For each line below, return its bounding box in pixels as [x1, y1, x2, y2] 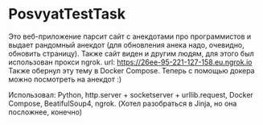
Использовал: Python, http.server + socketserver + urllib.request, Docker [8, 90, 253, 99]
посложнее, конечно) [8, 106, 83, 117]
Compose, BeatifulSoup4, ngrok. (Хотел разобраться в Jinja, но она [8, 98, 237, 108]
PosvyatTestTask [8, 5, 126, 23]
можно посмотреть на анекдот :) [8, 74, 122, 84]
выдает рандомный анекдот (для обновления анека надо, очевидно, [8, 40, 245, 49]
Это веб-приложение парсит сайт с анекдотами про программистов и [8, 31, 252, 41]
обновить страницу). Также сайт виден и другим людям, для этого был [8, 48, 255, 58]
